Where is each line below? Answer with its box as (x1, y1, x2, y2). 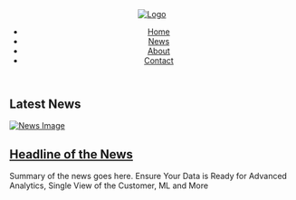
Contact (143, 55, 174, 66)
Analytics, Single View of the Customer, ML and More (9, 180, 209, 191)
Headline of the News (9, 147, 134, 162)
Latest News (9, 97, 81, 111)
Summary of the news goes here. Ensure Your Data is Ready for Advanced (9, 171, 288, 182)
